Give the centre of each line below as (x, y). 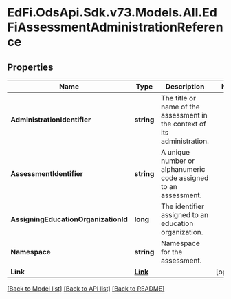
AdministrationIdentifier (51, 120)
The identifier (183, 206)
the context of (184, 124)
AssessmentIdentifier (47, 174)
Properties (30, 67)
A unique (176, 152)
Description (185, 86)
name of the (180, 107)
